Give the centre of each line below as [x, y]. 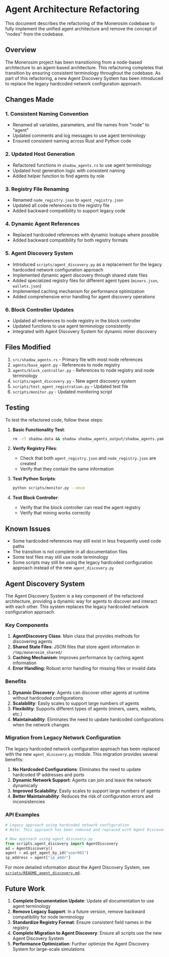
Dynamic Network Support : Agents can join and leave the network [82, 780]
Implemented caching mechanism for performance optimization [78, 291]
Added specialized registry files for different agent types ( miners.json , [86, 280]
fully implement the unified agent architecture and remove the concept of [81, 28]
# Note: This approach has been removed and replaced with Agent [75, 830]
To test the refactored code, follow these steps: [54, 420]
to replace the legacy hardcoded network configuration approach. [74, 83]
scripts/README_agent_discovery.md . [43, 873]
